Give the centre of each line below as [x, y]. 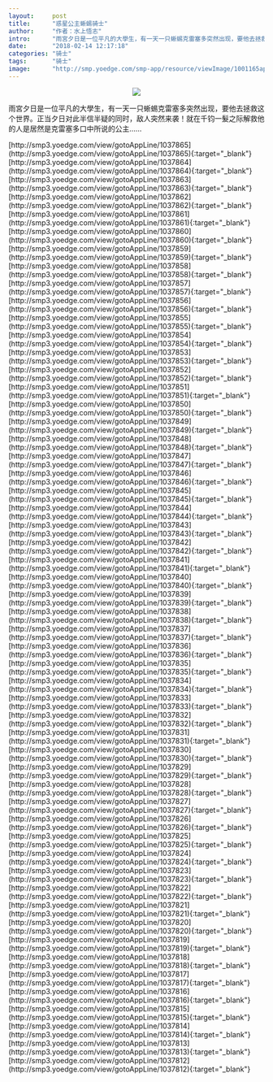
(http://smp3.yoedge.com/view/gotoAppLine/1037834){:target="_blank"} [130, 689]
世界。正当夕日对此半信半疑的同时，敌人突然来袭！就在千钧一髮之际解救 [136, 118]
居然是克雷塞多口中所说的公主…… [86, 128]
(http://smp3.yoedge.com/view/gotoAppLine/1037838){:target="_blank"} [130, 619]
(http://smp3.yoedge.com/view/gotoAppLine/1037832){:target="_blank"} [130, 724]
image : [19, 69]
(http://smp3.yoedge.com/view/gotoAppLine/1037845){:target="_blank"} [130, 499]
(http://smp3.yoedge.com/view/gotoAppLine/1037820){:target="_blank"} [130, 931]
